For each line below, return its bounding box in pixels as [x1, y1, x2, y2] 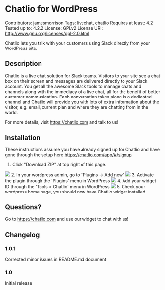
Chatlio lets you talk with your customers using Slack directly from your [5, 40, 150, 46]
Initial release [5, 280, 32, 286]
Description [5, 59, 42, 68]
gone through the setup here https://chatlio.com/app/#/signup [5, 152, 132, 158]
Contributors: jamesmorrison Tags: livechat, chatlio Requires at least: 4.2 [5, 20, 153, 26]
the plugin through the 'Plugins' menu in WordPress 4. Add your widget [5, 177, 157, 184]
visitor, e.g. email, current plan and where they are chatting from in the [5, 104, 148, 110]
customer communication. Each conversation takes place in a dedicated [5, 94, 152, 99]
